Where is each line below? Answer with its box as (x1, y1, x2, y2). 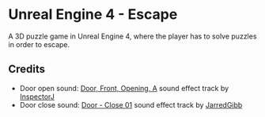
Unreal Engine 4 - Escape (8, 5, 178, 24)
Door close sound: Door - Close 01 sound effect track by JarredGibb (19, 100, 243, 109)
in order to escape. (8, 39, 70, 49)
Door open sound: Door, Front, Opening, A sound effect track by (19, 83, 229, 93)
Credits (8, 63, 46, 76)
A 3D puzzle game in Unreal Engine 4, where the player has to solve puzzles (8, 31, 257, 41)
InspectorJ (19, 92, 55, 101)
